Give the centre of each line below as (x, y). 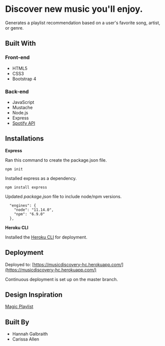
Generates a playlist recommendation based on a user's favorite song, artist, (83, 23)
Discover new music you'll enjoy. (74, 9)
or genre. (14, 28)
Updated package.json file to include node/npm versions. (63, 196)
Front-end (17, 58)
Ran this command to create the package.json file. (56, 160)
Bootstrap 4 (24, 79)
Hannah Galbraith (30, 334)
